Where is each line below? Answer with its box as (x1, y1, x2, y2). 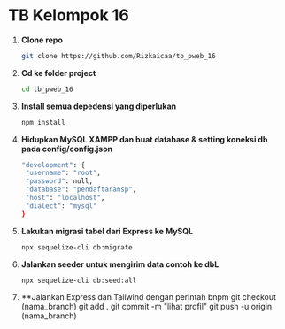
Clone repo (20, 34, 64, 45)
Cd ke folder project (20, 67, 96, 78)
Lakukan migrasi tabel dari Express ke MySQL (20, 226, 194, 236)
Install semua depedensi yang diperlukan (20, 101, 177, 111)
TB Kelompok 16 (8, 5, 129, 26)
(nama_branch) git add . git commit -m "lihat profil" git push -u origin (20, 302, 273, 312)
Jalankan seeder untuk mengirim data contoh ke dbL (20, 258, 220, 270)
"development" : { (20, 160, 86, 169)
